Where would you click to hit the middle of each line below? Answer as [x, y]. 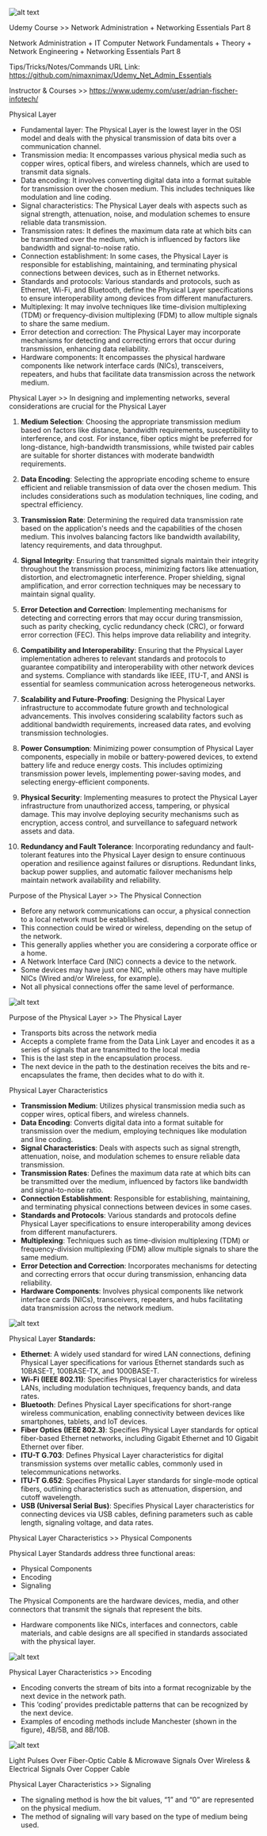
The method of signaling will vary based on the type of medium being [134, 1817]
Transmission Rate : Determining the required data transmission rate [132, 520]
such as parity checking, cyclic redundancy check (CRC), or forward [132, 626]
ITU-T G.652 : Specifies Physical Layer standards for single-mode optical [139, 1480]
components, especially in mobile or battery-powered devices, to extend [139, 757]
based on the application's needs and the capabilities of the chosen [131, 528]
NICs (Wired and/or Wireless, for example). [91, 978]
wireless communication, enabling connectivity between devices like [132, 1413]
